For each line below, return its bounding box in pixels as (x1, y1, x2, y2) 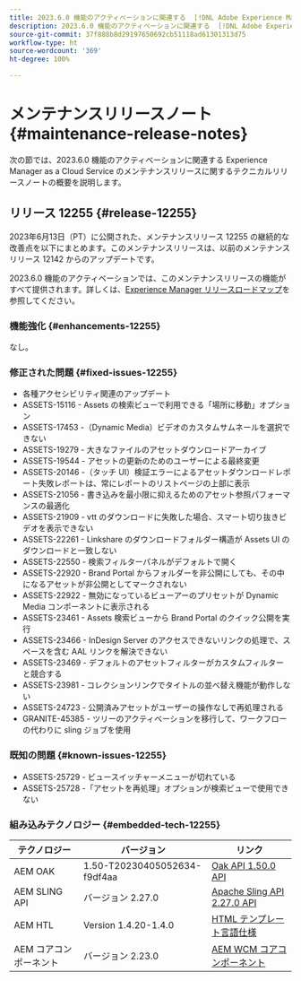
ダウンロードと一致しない (21, 545, 117, 556)
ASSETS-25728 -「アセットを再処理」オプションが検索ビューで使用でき (21, 782, 289, 794)
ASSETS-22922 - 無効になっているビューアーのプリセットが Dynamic (21, 590, 279, 601)
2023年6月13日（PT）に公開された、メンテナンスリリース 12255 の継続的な (9, 230, 289, 242)
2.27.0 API (211, 896, 257, 908)
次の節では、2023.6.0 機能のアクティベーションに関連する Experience (9, 154, 268, 165)
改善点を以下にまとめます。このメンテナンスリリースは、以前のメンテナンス (9, 242, 291, 253)
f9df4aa (83, 871, 118, 883)
